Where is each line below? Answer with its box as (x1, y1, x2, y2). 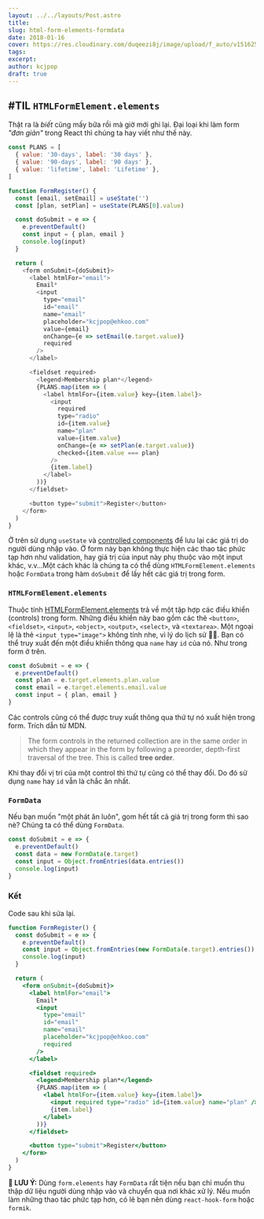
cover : (8, 41, 30, 49)
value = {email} (42, 325, 90, 333)
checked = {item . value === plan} (57, 449, 159, 457)
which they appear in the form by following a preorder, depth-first (27, 744, 240, 753)
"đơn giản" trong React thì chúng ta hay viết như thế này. (8, 128, 192, 138)
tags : (8, 48, 26, 56)
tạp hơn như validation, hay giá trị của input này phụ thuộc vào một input (8, 552, 243, 562)
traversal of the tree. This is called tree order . (27, 753, 175, 762)
